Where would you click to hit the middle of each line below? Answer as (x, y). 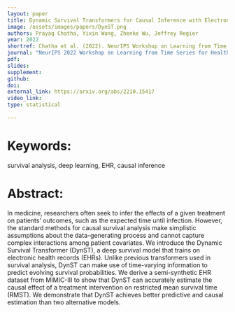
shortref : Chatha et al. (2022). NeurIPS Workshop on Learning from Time (117, 46)
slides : (19, 66)
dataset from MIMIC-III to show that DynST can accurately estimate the (110, 280)
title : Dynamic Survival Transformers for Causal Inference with (104, 20)
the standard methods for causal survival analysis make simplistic (102, 227)
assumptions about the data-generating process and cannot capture (106, 235)
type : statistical (34, 105)
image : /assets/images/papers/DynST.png (67, 27)
